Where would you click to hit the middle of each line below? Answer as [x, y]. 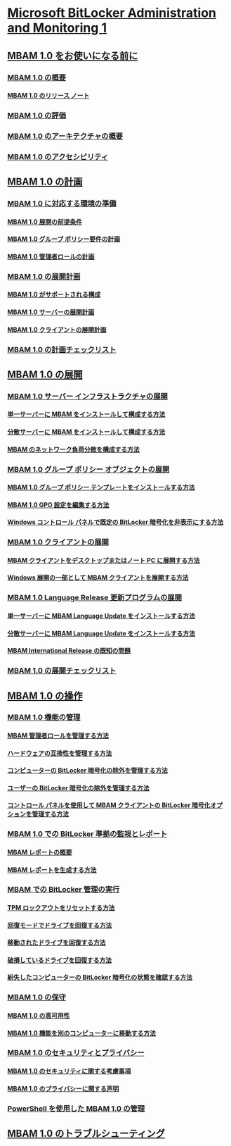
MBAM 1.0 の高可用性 [39, 1015]
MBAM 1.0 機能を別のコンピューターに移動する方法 [82, 1033]
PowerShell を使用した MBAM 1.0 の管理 [76, 1109]
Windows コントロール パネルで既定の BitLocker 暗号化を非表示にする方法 [115, 522]
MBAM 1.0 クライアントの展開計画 [57, 330]
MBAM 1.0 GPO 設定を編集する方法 [58, 504]
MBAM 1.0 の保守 [37, 997]
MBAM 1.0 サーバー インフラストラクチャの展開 [88, 396]
